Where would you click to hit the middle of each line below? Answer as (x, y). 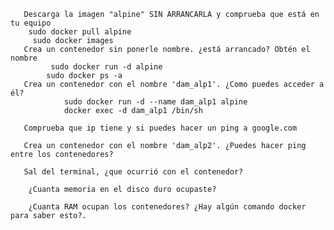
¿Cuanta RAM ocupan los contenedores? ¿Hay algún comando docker (167, 207)
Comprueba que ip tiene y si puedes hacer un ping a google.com (160, 128)
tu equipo (31, 23)
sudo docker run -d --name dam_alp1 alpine (155, 102)
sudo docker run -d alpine (106, 67)
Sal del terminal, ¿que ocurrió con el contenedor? (133, 172)
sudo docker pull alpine (80, 32)
